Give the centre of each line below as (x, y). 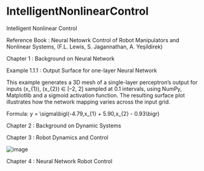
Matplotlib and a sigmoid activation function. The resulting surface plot (96, 95)
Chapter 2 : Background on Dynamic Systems (64, 125)
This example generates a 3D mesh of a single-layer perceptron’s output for (102, 82)
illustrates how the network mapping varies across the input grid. (88, 102)
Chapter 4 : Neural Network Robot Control (59, 161)
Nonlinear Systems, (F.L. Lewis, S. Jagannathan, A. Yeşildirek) (85, 47)
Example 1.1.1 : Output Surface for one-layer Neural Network (82, 70)
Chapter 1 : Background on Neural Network (61, 58)
